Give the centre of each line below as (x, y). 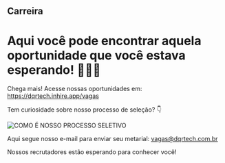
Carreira (25, 11)
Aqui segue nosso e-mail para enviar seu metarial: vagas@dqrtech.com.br (112, 139)
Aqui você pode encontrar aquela (104, 41)
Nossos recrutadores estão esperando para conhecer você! (92, 152)
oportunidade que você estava (96, 55)
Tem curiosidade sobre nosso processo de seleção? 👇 (84, 110)
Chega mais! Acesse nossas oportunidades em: (75, 89)
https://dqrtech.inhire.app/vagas (53, 96)
